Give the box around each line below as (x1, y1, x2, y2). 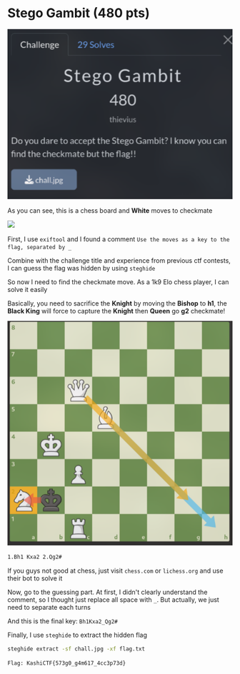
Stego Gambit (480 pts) (7, 5, 150, 21)
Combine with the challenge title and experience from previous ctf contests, (7, 256, 231, 265)
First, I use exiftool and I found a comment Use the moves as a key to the (7, 234, 230, 243)
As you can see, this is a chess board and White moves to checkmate (7, 206, 213, 215)
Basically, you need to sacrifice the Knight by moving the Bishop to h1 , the (7, 298, 227, 308)
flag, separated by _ (7, 243, 72, 251)
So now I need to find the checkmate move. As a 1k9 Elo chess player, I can (7, 277, 229, 286)
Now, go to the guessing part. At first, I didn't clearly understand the (7, 588, 208, 596)
